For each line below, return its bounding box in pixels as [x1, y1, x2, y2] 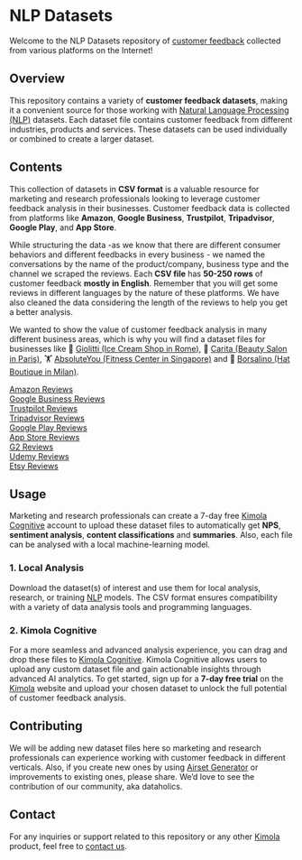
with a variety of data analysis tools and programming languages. [9, 601, 252, 612]
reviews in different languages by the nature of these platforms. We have [9, 287, 279, 298]
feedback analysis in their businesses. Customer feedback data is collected [9, 202, 290, 213]
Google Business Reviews [9, 393, 105, 404]
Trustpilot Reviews [9, 402, 78, 413]
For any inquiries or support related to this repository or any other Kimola [9, 831, 280, 842]
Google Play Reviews [9, 421, 87, 433]
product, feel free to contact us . [9, 840, 128, 851]
